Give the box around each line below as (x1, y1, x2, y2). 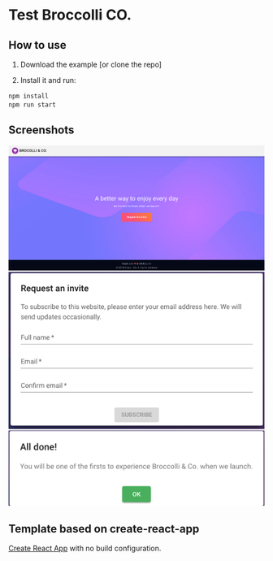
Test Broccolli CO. (8, 6, 132, 24)
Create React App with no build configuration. (8, 543, 162, 554)
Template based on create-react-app (8, 522, 200, 536)
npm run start (8, 100, 57, 109)
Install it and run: (19, 76, 76, 85)
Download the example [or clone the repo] (19, 59, 162, 69)
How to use (8, 38, 67, 52)
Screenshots (8, 124, 75, 137)
